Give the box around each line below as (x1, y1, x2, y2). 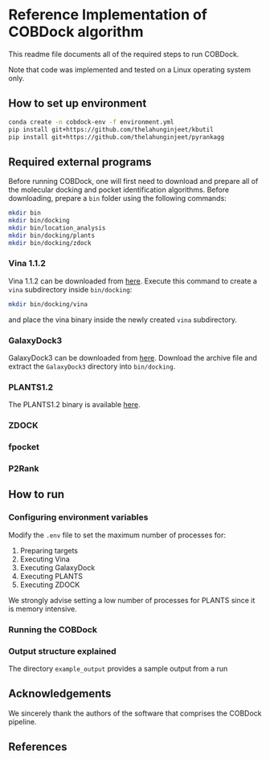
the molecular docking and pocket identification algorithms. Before (8, 185, 230, 194)
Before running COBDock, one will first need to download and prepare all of (8, 177, 259, 186)
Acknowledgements (8, 687, 112, 700)
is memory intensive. (8, 604, 78, 614)
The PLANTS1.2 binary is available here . (8, 400, 141, 410)
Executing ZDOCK (19, 580, 80, 590)
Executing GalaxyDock (19, 562, 96, 572)
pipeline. (8, 716, 37, 726)
